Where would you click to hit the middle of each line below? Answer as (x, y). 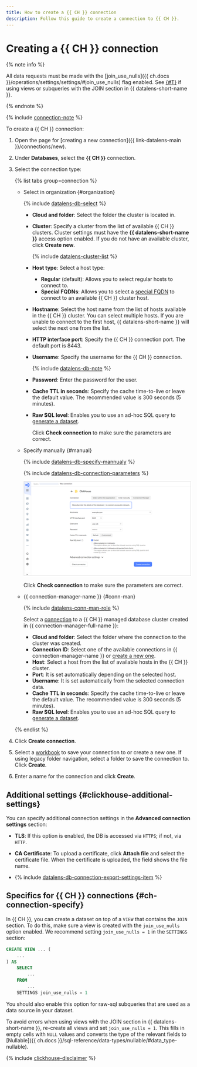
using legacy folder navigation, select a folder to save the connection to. (102, 759)
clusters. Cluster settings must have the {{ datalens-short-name (111, 233)
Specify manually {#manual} (57, 450)
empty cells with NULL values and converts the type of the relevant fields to (96, 1034)
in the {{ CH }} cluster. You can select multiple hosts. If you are (108, 316)
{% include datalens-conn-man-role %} (71, 608)
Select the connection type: (48, 169)
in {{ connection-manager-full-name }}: (71, 626)
